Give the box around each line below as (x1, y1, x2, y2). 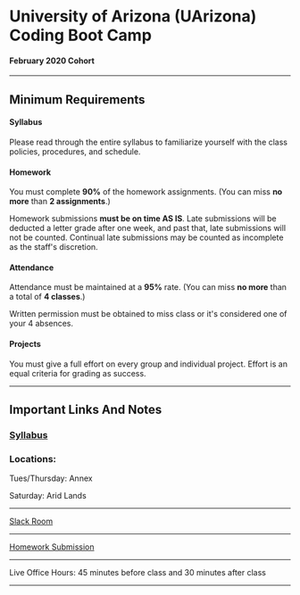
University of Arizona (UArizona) (9, 6, 257, 27)
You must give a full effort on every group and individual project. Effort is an (9, 359, 288, 369)
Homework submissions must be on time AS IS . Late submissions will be (9, 213, 277, 224)
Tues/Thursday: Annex (9, 473, 93, 483)
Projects (9, 338, 42, 349)
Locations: (9, 452, 56, 465)
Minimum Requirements (9, 92, 146, 107)
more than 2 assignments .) (9, 196, 112, 207)
